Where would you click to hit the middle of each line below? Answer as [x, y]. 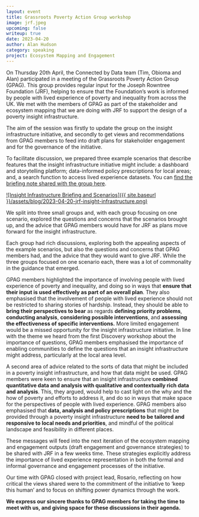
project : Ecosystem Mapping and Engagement [61, 56]
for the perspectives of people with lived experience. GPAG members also [96, 404]
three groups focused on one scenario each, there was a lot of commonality [99, 261]
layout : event [24, 12]
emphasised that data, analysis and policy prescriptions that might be [93, 410]
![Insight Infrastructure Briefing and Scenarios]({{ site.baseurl [81, 195]
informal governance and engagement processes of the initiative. [86, 466]
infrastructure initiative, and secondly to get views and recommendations [95, 134]
